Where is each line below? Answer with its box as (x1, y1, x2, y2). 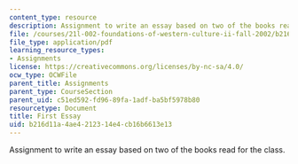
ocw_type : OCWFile (9, 71, 77, 80)
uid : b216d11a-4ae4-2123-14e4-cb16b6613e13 (9, 121, 173, 129)
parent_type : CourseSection (9, 87, 114, 96)
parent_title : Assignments (9, 79, 109, 88)
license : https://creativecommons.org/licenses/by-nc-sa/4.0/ (9, 63, 244, 72)
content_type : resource (9, 12, 98, 22)
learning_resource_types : (9, 46, 105, 55)
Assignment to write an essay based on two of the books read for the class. (9, 144, 286, 155)
